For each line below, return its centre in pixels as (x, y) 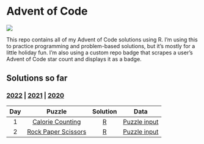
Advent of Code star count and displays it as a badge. (74, 59)
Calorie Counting (57, 121)
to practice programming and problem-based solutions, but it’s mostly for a (101, 46)
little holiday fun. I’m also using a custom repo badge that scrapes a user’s (100, 52)
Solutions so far (37, 78)
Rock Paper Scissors (57, 131)
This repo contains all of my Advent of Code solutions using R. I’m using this (102, 39)
